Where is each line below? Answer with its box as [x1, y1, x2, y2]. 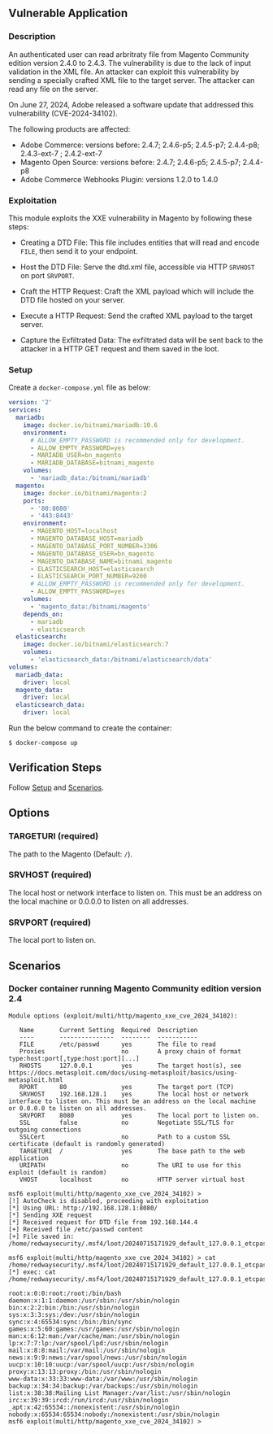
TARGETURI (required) [8, 830, 99, 842]
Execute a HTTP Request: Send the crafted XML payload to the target [19, 311, 253, 320]
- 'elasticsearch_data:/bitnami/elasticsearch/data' [29, 656, 213, 664]
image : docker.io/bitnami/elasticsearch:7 [23, 640, 169, 649]
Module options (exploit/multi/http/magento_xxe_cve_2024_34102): [8, 1012, 238, 1020]
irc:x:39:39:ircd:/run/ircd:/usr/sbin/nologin [8, 1396, 169, 1404]
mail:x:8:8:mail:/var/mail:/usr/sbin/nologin [8, 1346, 165, 1354]
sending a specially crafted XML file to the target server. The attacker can [8, 75, 255, 85]
